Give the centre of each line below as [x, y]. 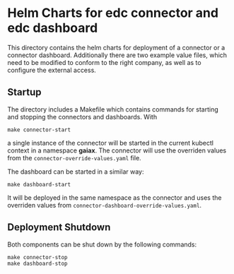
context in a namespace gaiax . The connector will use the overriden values [117, 150]
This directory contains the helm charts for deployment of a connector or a [116, 47]
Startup [24, 92]
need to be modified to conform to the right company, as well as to [104, 62]
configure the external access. [52, 70]
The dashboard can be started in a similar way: [76, 172]
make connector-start [39, 130]
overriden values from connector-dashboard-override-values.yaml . [105, 205]
